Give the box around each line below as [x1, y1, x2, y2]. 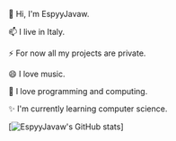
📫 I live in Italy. [8, 27, 66, 37]
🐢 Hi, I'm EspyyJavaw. [8, 9, 90, 19]
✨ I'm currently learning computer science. [8, 103, 168, 114]
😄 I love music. [8, 68, 66, 79]
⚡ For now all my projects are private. [8, 48, 146, 58]
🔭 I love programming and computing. [8, 86, 148, 96]
